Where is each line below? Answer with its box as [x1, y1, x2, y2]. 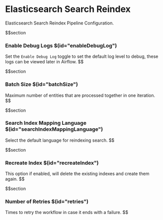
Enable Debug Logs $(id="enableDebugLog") [5, 42, 117, 49]
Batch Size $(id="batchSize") [5, 81, 78, 88]
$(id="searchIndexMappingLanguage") [5, 126, 103, 133]
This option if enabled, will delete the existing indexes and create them [5, 171, 150, 177]
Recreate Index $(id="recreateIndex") [5, 159, 99, 166]
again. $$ [5, 176, 25, 182]
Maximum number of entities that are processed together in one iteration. [5, 92, 156, 98]
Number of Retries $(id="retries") [5, 198, 88, 205]
